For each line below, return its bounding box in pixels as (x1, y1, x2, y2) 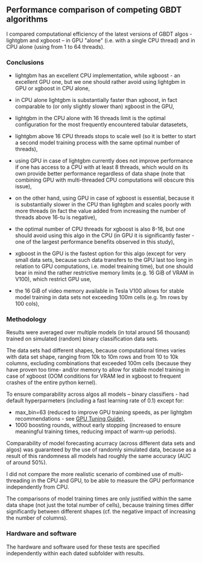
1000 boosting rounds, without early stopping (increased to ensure (14, 422, 181, 429)
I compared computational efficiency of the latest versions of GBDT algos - (6, 30, 193, 37)
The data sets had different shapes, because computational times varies (6, 347, 186, 354)
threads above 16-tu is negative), (14, 214, 97, 221)
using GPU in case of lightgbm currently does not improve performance (14, 157, 193, 165)
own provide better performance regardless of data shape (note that (14, 170, 185, 177)
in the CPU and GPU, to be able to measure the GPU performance (31, 477, 195, 485)
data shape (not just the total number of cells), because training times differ (6, 501, 194, 509)
